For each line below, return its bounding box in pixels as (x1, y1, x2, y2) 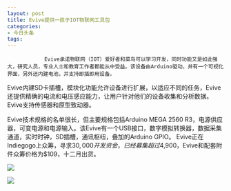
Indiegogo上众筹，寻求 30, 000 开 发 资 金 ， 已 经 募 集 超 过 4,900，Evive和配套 (7, 141, 217, 150)
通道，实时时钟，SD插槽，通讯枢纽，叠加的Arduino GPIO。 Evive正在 (7, 132, 204, 141)
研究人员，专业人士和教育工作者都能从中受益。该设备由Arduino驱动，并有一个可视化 (17, 63, 224, 70)
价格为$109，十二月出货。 (25, 150, 100, 159)
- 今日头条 (7, 29, 34, 37)
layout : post (7, 10, 45, 17)
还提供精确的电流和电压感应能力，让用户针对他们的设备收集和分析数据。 (7, 92, 212, 101)
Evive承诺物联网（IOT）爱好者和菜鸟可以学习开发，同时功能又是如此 (43, 56, 213, 63)
